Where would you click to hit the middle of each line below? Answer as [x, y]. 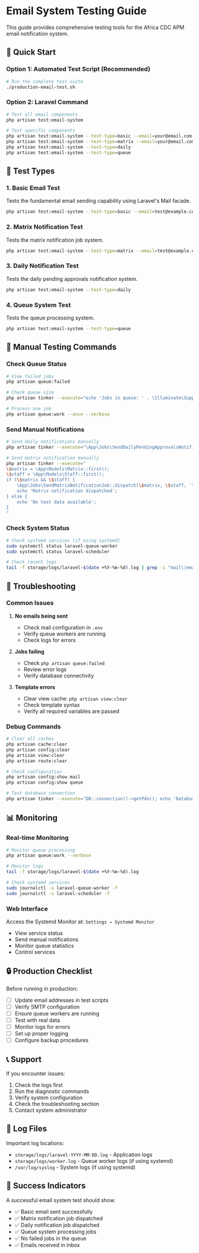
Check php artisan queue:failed [64, 663]
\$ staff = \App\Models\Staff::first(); [55, 474]
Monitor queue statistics [44, 946]
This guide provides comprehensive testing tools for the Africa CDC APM [95, 27]
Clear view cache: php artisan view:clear [76, 698]
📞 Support [24, 1059]
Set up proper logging [41, 1034]
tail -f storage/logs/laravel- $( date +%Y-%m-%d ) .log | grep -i [86, 568]
